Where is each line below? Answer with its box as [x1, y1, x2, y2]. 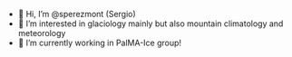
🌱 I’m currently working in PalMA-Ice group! [17, 37, 182, 48]
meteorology [17, 28, 66, 38]
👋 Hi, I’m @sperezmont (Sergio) [17, 9, 136, 19]
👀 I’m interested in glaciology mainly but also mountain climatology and [17, 18, 284, 29]
